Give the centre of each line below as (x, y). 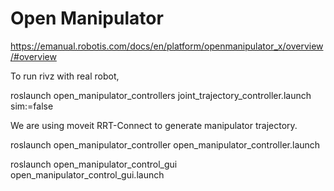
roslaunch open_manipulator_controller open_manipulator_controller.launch (165, 144)
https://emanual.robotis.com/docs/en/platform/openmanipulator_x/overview (167, 46)
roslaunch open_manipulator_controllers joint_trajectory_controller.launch (161, 95)
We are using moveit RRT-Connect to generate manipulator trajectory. (154, 125)
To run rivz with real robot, (65, 76)
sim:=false (32, 106)
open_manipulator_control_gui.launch (87, 174)
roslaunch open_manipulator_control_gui (94, 164)
